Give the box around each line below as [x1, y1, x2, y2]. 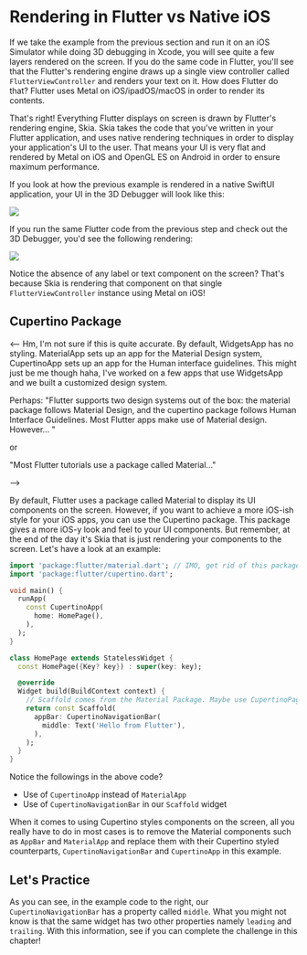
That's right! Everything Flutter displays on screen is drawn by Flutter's [9, 112, 277, 123]
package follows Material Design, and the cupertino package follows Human [9, 404, 297, 415]
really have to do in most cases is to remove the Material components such [9, 826, 292, 837]
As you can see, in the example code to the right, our [9, 896, 209, 907]
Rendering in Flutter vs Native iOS [9, 6, 271, 27]
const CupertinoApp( [26, 603, 104, 612]
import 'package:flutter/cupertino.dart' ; [9, 569, 174, 578]
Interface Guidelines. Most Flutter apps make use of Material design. [9, 414, 268, 425]
